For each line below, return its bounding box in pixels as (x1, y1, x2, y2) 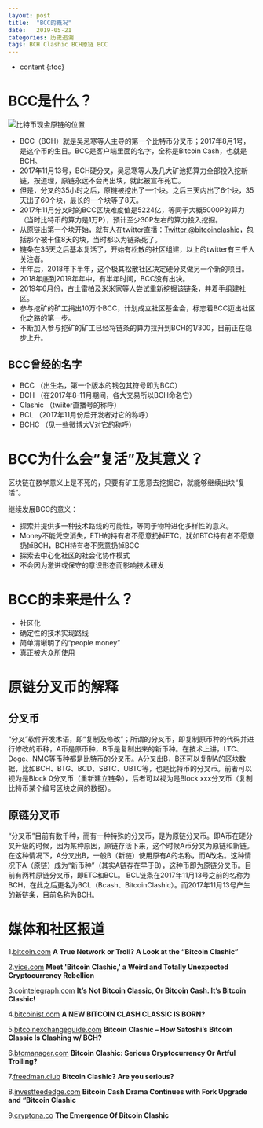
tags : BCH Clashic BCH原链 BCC (8, 41, 108, 49)
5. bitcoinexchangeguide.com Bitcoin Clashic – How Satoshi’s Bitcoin (8, 1024, 233, 1034)
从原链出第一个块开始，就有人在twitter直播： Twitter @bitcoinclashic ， (19, 225, 247, 234)
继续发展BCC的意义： (8, 504, 79, 513)
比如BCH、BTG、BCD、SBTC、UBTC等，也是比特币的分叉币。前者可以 (21, 763, 253, 773)
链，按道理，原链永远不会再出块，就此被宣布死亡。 (19, 176, 185, 186)
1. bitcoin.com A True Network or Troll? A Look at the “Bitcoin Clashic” (8, 946, 239, 956)
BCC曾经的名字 (8, 358, 82, 372)
